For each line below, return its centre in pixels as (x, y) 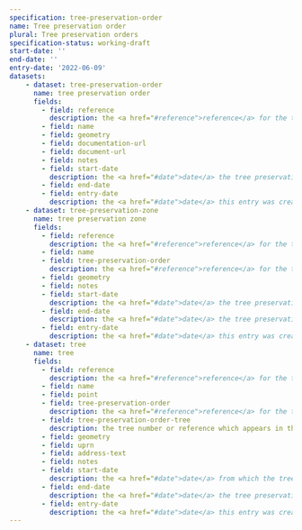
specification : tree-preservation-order (86, 18)
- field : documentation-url (94, 143)
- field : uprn (68, 445)
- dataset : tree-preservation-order (94, 85)
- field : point (70, 395)
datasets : (28, 77)
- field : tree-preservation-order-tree (116, 420)
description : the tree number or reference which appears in (166, 428)
